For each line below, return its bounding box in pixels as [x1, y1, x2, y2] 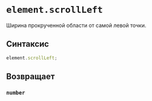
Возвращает [6, 72, 55, 82]
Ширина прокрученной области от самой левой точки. [6, 22, 147, 29]
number [6, 89, 26, 96]
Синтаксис [6, 39, 49, 49]
